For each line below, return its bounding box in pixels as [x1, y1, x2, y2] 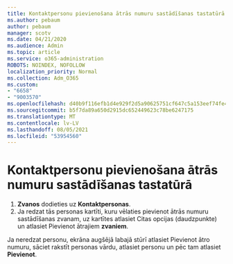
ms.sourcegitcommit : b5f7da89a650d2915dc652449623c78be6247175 [7, 107, 194, 114]
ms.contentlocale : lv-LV [7, 119, 79, 127]
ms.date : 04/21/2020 [7, 36, 67, 43]
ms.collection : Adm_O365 [7, 74, 79, 82]
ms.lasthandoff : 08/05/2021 [7, 126, 89, 133]
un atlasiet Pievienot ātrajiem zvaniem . [17, 222, 129, 231]
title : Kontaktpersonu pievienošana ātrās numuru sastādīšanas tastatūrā [7, 10, 225, 17]
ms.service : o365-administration [7, 55, 104, 62]
